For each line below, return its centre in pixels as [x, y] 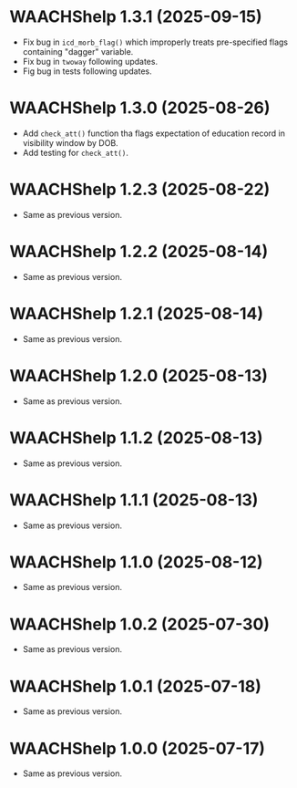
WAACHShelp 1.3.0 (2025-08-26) [140, 108]
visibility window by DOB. [70, 142]
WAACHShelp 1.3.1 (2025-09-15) [136, 17]
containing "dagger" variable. [78, 51]
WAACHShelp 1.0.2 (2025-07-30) [140, 624]
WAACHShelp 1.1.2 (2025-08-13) [136, 437]
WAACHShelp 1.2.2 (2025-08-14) [139, 252]
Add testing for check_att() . [76, 152]
